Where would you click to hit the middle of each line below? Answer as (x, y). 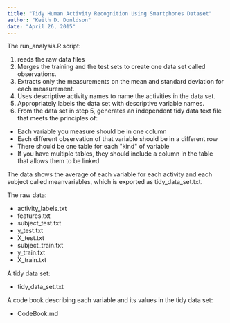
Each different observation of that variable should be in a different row (117, 139)
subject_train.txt (40, 246)
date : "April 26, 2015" (42, 26)
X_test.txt (31, 238)
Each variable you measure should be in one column (92, 131)
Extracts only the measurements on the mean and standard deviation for (120, 82)
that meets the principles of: (57, 118)
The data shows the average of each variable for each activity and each (110, 174)
